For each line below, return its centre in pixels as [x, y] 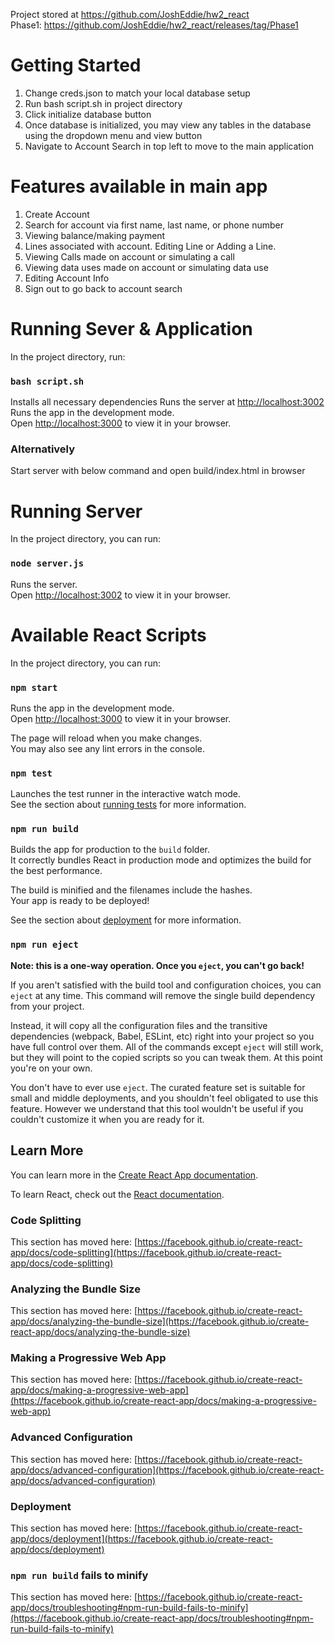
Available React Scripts [108, 635]
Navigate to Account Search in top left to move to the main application [169, 146]
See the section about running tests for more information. [128, 805]
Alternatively [43, 449]
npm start [34, 687]
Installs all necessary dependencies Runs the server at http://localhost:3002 [167, 402]
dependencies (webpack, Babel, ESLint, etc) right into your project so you [162, 1036]
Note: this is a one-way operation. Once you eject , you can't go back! [157, 965]
